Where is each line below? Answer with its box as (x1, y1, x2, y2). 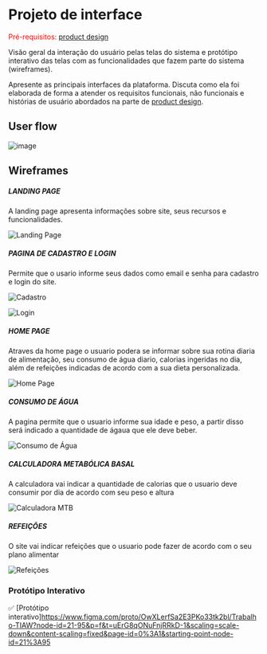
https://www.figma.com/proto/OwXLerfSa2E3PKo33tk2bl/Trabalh (41, 612, 257, 622)
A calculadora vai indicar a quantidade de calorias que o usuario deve (8, 479, 238, 488)
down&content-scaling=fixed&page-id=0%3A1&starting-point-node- (8, 629, 234, 639)
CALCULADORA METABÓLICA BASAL (8, 459, 135, 468)
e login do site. (8, 277, 57, 287)
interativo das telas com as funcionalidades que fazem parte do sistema (8, 56, 245, 65)
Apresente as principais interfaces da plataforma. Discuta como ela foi (8, 80, 240, 89)
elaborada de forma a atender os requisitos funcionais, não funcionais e (8, 88, 245, 97)
